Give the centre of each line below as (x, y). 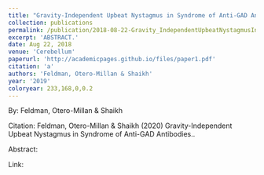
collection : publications (50, 23)
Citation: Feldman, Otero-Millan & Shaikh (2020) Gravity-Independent (120, 126)
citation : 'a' (31, 67)
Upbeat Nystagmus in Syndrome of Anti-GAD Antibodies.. (102, 134)
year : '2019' (29, 81)
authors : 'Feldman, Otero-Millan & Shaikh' (81, 74)
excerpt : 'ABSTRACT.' (44, 37)
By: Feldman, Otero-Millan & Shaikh (66, 111)
